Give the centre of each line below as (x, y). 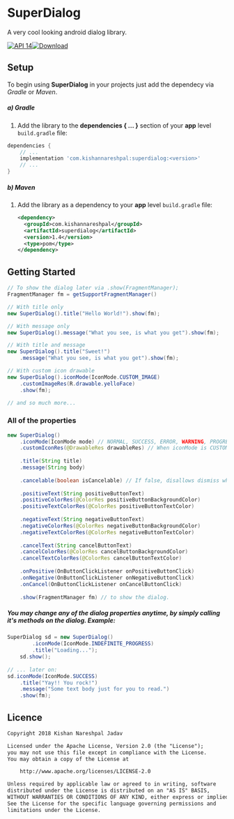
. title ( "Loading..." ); (65, 650)
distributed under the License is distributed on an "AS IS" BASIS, (109, 791)
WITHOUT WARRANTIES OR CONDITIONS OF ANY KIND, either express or (106, 797)
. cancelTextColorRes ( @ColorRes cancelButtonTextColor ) (101, 558)
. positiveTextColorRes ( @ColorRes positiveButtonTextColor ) (107, 506)
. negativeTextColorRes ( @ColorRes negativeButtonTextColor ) (107, 532)
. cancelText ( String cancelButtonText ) (76, 546)
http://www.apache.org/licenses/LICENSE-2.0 (85, 772)
